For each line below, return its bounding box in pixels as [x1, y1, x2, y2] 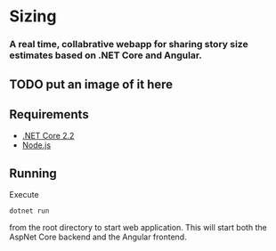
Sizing [9, 6, 57, 27]
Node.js [21, 140, 52, 150]
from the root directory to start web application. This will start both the [9, 223, 267, 233]
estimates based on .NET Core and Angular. [9, 49, 203, 61]
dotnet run [9, 206, 50, 215]
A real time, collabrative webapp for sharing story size [9, 38, 248, 51]
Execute [9, 190, 39, 200]
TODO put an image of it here [9, 77, 174, 92]
